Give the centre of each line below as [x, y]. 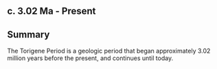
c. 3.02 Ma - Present [52, 11]
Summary [28, 34]
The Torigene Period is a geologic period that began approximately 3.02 [109, 51]
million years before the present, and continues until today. [90, 58]
